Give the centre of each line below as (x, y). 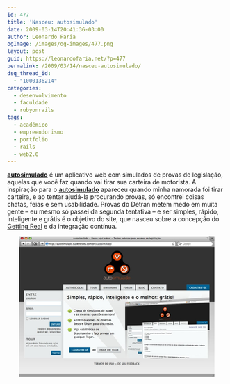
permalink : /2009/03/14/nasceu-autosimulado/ (74, 66)
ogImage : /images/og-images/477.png (60, 44)
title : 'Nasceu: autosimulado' (52, 22)
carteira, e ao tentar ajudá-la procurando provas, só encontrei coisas (106, 197)
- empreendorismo (39, 132)
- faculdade (31, 103)
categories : (24, 88)
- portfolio (31, 139)
